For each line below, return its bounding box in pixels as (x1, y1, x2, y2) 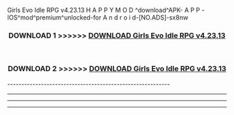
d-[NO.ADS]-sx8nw (132, 13, 189, 22)
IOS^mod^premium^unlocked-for (7, 13, 102, 22)
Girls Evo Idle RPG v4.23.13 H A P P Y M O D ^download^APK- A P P (7, 6, 201, 14)
